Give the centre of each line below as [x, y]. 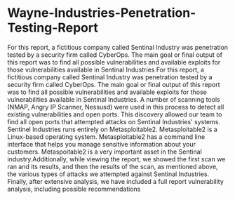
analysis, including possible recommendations [74, 189]
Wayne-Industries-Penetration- [102, 13]
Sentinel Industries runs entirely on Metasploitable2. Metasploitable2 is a [112, 129]
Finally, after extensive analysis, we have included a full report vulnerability [116, 181]
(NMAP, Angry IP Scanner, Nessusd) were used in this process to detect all [116, 107]
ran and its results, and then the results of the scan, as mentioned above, [113, 166]
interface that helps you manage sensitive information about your [102, 144]
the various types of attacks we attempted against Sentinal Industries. [108, 174]
